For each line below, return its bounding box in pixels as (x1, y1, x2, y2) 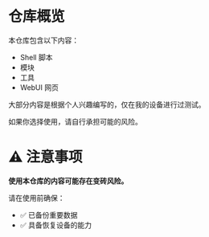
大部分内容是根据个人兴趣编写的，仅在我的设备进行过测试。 (8, 100, 206, 109)
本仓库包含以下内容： (8, 35, 79, 45)
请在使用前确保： (8, 193, 65, 202)
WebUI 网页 (19, 82, 59, 92)
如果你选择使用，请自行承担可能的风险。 (8, 116, 142, 126)
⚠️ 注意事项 (8, 148, 83, 166)
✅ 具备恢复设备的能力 (19, 220, 92, 230)
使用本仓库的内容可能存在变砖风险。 (8, 176, 129, 186)
